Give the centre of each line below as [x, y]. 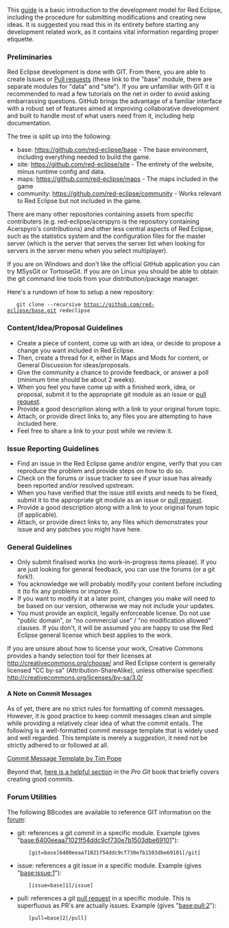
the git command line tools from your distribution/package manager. [103, 279]
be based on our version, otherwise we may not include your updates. [116, 606]
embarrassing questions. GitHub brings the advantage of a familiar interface [115, 101]
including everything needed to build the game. [84, 157]
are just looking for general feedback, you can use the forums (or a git [116, 570]
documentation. [29, 123]
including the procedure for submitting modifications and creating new [107, 17]
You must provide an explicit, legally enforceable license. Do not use [113, 613]
